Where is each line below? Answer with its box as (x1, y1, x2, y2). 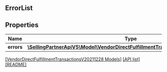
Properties (5, 21, 39, 29)
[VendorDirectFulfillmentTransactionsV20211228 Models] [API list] (5, 56, 140, 62)
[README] (5, 62, 27, 68)
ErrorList (5, 4, 33, 12)
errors (7, 44, 23, 51)
